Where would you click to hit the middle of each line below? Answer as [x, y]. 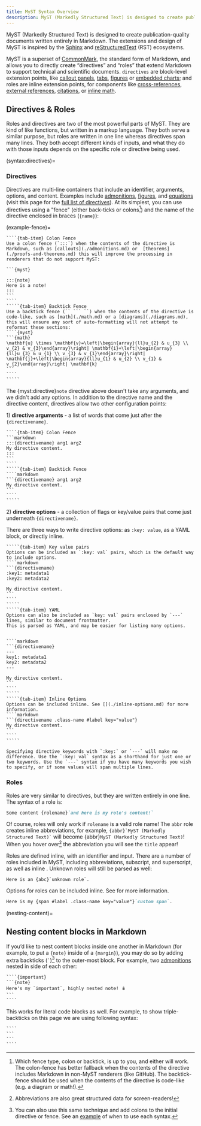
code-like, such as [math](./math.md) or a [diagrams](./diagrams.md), [97, 317]
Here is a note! [26, 286]
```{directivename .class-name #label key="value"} [72, 720]
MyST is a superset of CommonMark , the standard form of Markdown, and [98, 59]
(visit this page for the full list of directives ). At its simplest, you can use [94, 202]
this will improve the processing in [125, 254]
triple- [171, 1012]
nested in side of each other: [42, 966]
